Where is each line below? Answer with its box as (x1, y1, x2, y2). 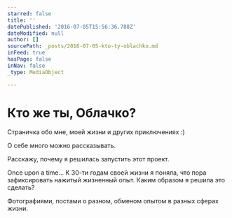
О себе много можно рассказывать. (7, 141, 116, 150)
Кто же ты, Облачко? (7, 105, 137, 121)
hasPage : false (7, 56, 52, 63)
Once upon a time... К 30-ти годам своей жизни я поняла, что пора (7, 168, 207, 177)
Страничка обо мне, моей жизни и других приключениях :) (7, 128, 186, 136)
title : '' (7, 17, 36, 24)
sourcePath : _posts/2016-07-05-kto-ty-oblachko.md (7, 43, 158, 50)
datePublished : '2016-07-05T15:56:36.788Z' (7, 23, 137, 30)
